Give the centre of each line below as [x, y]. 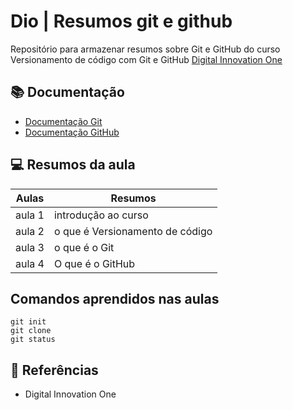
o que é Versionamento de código [133, 231]
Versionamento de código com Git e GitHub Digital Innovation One [146, 59]
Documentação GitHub [72, 132]
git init [28, 322]
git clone [31, 331]
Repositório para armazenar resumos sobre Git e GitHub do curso [145, 49]
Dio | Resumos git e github [121, 21]
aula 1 [30, 215]
